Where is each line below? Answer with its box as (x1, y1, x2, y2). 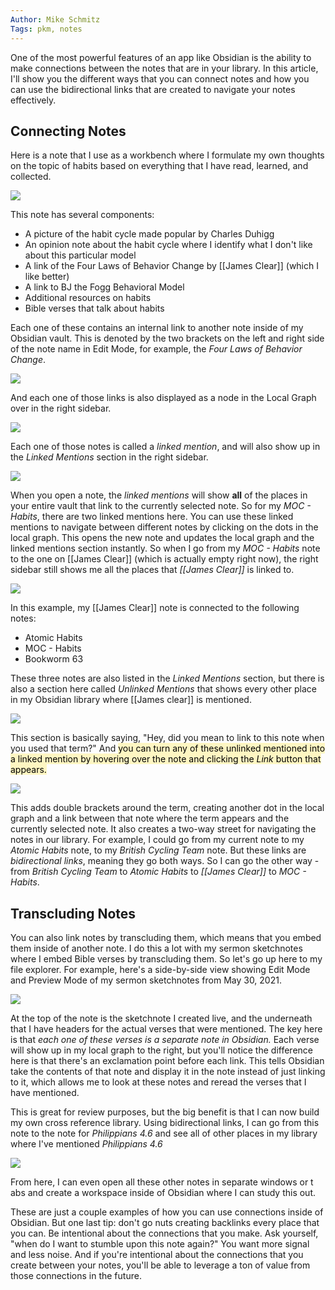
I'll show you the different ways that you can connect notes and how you (10, 72, 310, 85)
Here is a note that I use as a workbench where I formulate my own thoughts (10, 149, 325, 161)
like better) (24, 271, 70, 283)
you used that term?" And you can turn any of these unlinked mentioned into (10, 742, 326, 755)
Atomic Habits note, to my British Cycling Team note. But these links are (10, 844, 307, 856)
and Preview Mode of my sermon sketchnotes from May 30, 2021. (10, 974, 282, 986)
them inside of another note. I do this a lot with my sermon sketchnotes (10, 942, 303, 955)
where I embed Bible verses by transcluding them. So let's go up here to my (10, 953, 323, 965)
